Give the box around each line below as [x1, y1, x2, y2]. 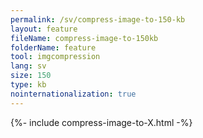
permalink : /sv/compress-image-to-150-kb [10, 14, 186, 25]
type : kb [10, 80, 47, 90]
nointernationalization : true [10, 89, 137, 99]
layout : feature [10, 24, 78, 34]
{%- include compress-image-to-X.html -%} [10, 116, 193, 128]
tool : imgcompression [10, 52, 101, 62]
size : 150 [10, 71, 52, 81]
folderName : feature [10, 42, 97, 53]
